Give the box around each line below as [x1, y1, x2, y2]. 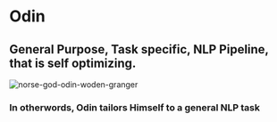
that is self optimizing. [9, 55, 137, 70]
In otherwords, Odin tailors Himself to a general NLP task [9, 101, 261, 113]
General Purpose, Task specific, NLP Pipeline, [9, 42, 269, 57]
